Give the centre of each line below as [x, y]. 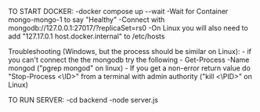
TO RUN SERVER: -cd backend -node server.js [83, 100]
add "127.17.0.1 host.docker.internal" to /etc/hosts [87, 36]
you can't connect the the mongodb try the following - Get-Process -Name [129, 60]
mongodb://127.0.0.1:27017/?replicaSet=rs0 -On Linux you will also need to [128, 28]
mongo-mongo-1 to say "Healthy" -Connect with [87, 20]
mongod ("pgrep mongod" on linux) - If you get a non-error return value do [129, 68]
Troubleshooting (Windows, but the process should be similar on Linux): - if [130, 51]
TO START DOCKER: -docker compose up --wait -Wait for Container [118, 11]
